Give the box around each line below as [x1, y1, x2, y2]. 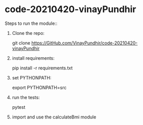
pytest [12, 104, 26, 110]
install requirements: [12, 55, 55, 61]
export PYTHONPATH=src [12, 85, 67, 91]
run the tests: [12, 94, 40, 100]
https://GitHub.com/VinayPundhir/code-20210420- [31, 39, 138, 46]
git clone [12, 39, 31, 46]
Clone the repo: [12, 30, 45, 36]
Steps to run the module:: [5, 20, 58, 26]
